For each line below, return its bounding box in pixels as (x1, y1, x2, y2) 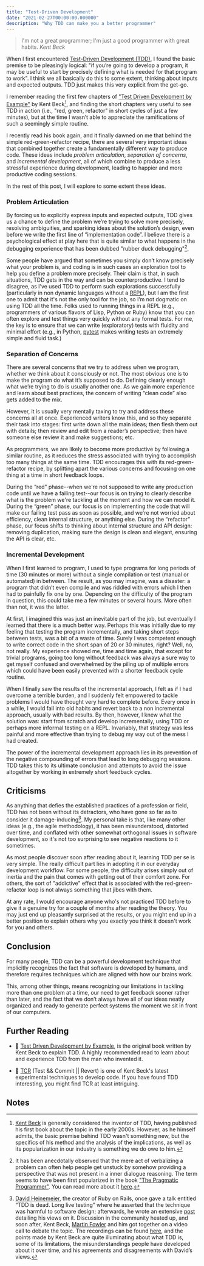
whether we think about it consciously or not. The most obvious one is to (6, 370, 188, 377)
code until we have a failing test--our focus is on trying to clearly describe (6, 490, 192, 497)
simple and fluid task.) (6, 334, 62, 342)
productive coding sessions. (6, 171, 77, 178)
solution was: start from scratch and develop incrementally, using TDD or (6, 717, 189, 724)
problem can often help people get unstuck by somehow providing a (15, 1164, 186, 1171)
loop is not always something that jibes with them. (27, 886, 153, 893)
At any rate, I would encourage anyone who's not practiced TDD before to (6, 898, 191, 906)
